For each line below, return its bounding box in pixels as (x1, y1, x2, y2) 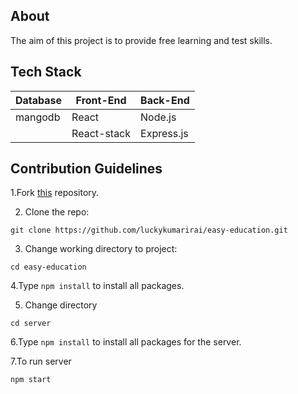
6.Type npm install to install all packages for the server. (10, 336, 242, 348)
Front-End (75, 93, 127, 107)
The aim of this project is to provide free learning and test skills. (10, 34, 273, 46)
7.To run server (10, 355, 72, 368)
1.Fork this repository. (10, 187, 100, 199)
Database (15, 93, 63, 107)
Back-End (140, 93, 190, 107)
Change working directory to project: (24, 243, 178, 255)
